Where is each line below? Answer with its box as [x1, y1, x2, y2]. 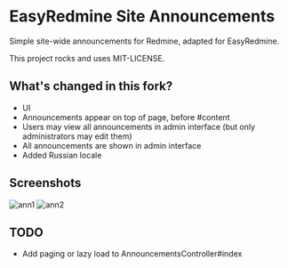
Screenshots [9, 175, 82, 191]
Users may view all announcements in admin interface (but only [21, 121, 256, 132]
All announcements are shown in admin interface [21, 140, 202, 150]
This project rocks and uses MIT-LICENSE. [9, 53, 165, 63]
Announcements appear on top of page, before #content [21, 111, 230, 122]
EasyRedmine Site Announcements [9, 6, 276, 27]
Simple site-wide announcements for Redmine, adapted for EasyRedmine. [9, 36, 280, 46]
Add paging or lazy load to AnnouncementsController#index [21, 248, 243, 259]
